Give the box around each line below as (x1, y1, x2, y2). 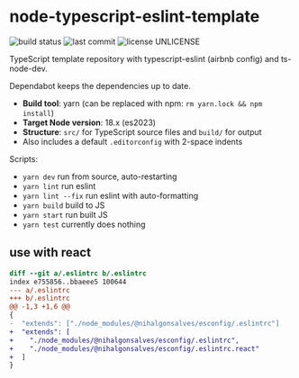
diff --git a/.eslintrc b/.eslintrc (9, 268, 147, 278)
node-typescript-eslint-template (9, 6, 260, 27)
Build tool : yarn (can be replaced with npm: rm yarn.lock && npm (22, 97, 263, 109)
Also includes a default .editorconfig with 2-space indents (22, 136, 243, 147)
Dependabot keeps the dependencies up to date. (9, 80, 191, 91)
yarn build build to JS (22, 200, 105, 211)
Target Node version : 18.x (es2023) (22, 117, 156, 128)
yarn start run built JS (22, 209, 108, 220)
